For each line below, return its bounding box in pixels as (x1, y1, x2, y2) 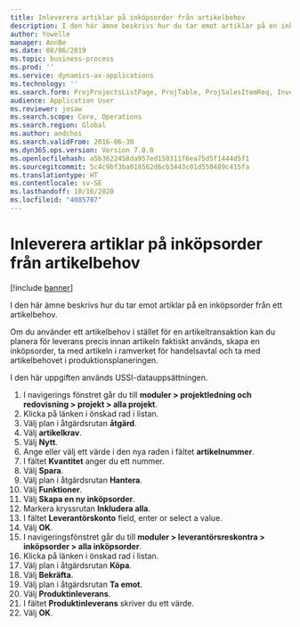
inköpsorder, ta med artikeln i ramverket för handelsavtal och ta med (10, 345, 261, 356)
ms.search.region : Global (10, 121, 106, 130)
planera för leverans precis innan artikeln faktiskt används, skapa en (10, 335, 261, 346)
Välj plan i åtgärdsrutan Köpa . (22, 559, 133, 571)
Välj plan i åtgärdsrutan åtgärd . (22, 417, 137, 428)
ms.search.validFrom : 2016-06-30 (10, 137, 134, 146)
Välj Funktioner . (22, 483, 83, 495)
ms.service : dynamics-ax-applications (10, 71, 154, 80)
